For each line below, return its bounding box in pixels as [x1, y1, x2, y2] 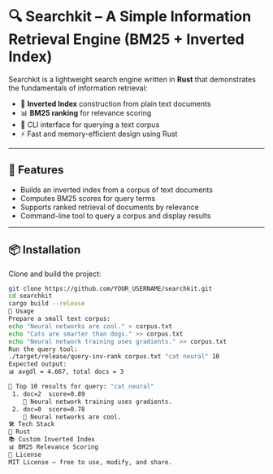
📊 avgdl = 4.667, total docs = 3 [8, 368, 124, 376]
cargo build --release [8, 300, 85, 308]
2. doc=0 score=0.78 [11, 405, 85, 413]
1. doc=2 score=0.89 [11, 389, 85, 398]
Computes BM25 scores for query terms [19, 193, 156, 203]
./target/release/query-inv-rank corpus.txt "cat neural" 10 [8, 353, 220, 361]
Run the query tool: [8, 345, 79, 353]
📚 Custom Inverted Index [8, 436, 95, 444]
